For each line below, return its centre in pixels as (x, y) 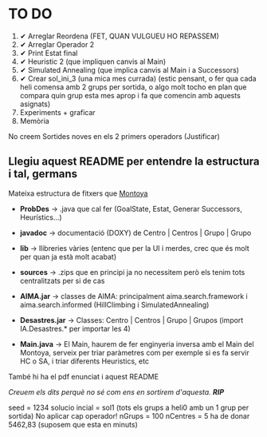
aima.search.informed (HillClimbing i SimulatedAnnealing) (114, 304)
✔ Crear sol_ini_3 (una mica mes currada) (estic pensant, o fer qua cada (138, 78)
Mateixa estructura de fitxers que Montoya (78, 193)
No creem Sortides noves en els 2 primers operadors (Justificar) (114, 136)
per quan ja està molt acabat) (68, 256)
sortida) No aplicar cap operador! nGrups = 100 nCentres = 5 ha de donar (129, 415)
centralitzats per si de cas (62, 280)
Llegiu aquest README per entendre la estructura (134, 162)
